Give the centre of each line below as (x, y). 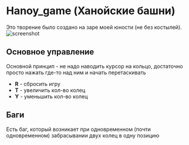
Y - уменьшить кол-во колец (51, 96)
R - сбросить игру (38, 84)
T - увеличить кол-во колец (50, 90)
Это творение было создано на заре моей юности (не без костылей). (94, 27)
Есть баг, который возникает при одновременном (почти (79, 129)
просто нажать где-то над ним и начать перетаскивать (76, 72)
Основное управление (50, 52)
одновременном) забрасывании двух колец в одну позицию (83, 135)
